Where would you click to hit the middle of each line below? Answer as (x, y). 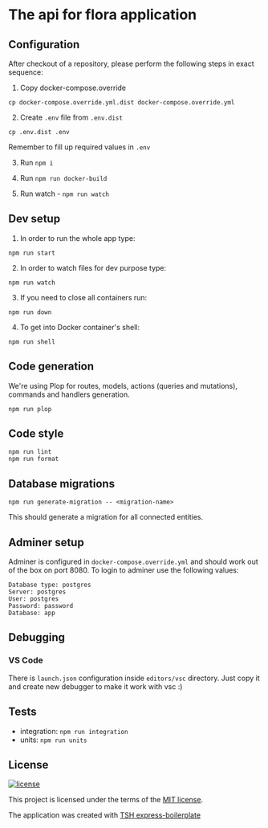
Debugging (37, 637)
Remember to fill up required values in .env (79, 147)
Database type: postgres (50, 585)
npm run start (32, 253)
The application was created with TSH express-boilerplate (105, 815)
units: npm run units (53, 740)
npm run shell (32, 342)
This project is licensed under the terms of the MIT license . (106, 800)
